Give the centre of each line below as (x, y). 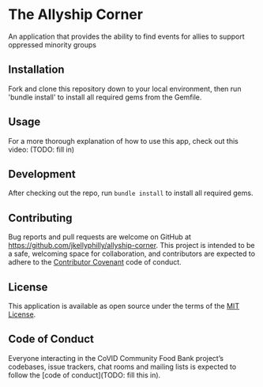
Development (42, 174)
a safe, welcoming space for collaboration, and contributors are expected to (131, 254)
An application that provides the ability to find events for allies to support (126, 36)
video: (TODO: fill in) (41, 149)
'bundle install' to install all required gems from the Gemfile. (105, 97)
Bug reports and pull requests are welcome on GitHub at (100, 237)
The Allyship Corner (76, 15)
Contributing (40, 218)
